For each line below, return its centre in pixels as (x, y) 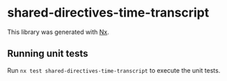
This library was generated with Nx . (58, 32)
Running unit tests (48, 54)
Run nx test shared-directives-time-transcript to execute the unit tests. (114, 70)
